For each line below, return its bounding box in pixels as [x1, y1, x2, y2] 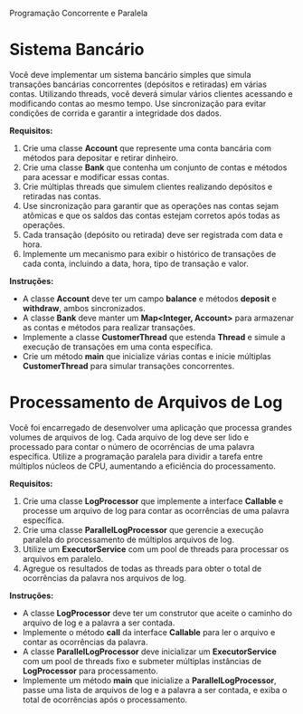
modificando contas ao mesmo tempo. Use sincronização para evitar [9, 98, 267, 109]
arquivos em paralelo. [22, 553, 104, 564]
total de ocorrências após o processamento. [22, 694, 188, 705]
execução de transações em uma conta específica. [22, 341, 213, 352]
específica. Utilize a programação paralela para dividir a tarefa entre [9, 451, 263, 462]
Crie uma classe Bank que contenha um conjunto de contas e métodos [22, 162, 288, 173]
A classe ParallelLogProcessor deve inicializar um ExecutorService [22, 646, 278, 657]
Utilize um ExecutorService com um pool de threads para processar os [22, 543, 289, 555]
